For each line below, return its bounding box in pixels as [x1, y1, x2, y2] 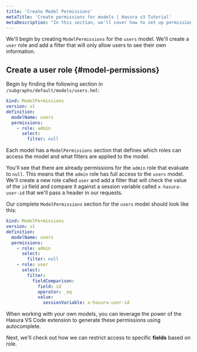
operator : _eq [37, 289, 72, 295]
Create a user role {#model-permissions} [6, 65, 160, 75]
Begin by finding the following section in [6, 80, 103, 88]
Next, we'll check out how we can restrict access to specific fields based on [6, 334, 191, 341]
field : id [37, 283, 62, 289]
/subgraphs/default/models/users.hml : [6, 87, 100, 94]
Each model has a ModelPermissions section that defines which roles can [6, 147, 182, 154]
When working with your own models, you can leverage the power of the [6, 310, 182, 317]
